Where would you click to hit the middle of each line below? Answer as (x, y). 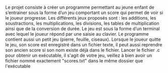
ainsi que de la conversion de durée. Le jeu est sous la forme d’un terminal (82, 29)
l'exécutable (18, 66)
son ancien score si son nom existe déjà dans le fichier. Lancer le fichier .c (82, 50)
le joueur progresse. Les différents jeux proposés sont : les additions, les (81, 18)
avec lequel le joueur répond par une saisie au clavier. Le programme (77, 34)
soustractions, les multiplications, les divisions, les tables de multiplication (82, 23)
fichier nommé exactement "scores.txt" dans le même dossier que (74, 61)
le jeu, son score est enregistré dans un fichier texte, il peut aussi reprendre (84, 45)
